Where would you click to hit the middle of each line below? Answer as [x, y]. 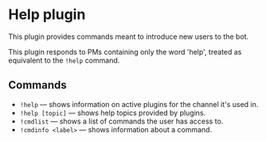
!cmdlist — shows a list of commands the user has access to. [121, 121]
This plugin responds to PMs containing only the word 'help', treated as [125, 51]
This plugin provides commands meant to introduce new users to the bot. [129, 36]
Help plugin [47, 15]
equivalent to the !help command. [64, 60]
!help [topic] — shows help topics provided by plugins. [113, 112]
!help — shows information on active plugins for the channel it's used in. [139, 104]
